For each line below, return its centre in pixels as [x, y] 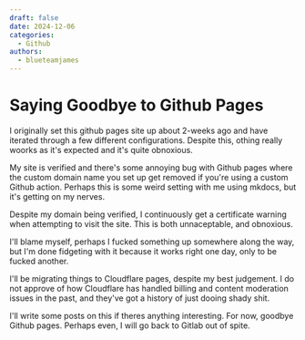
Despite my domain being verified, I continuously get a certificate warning [148, 214]
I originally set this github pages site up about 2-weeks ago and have [139, 130]
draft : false [34, 18]
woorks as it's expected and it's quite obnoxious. [101, 149]
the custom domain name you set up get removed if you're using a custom [149, 177]
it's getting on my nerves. [57, 196]
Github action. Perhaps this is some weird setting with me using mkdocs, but [153, 187]
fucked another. [39, 261]
